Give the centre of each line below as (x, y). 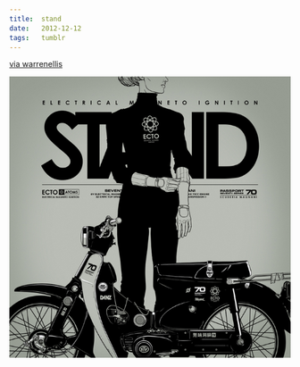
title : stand (36, 19)
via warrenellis (36, 64)
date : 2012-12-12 (46, 28)
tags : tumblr (37, 38)
